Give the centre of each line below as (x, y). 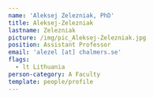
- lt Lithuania (40, 67)
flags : (19, 60)
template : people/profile (51, 81)
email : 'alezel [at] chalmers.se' (65, 52)
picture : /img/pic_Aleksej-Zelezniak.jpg (77, 38)
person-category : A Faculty (54, 74)
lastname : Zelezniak (42, 30)
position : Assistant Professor (60, 45)
